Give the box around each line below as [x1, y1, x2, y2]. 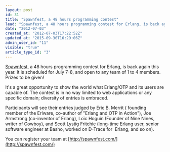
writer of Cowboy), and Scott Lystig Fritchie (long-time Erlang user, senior [5, 121, 159, 127]
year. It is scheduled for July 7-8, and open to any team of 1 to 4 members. [5, 69, 161, 75]
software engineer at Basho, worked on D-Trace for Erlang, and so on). [5, 126, 154, 132]
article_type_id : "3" [5, 49, 51, 55]
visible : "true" [5, 45, 39, 50]
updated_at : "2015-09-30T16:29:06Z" [5, 36, 82, 41]
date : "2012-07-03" [5, 26, 47, 31]
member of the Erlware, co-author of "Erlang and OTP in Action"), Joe [5, 110, 152, 116]
